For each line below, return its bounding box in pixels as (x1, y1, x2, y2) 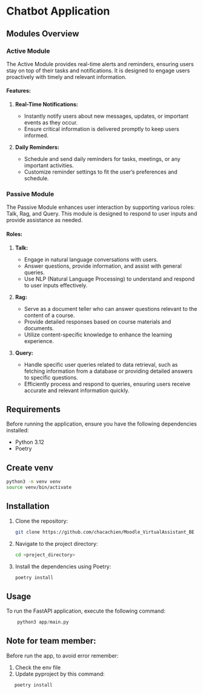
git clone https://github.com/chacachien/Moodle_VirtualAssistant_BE (15, 529, 195, 535)
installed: (6, 427, 29, 434)
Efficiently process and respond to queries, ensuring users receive (24, 380, 191, 387)
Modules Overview (6, 29, 79, 39)
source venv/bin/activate (6, 485, 72, 491)
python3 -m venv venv (6, 478, 61, 485)
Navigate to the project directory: (15, 540, 98, 547)
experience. (24, 337, 55, 344)
